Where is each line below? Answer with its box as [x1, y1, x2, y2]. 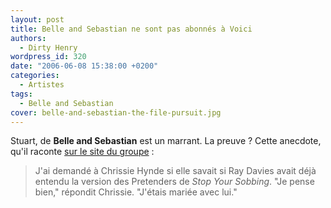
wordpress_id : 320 [10, 52, 87, 62]
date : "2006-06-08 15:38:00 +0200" [10, 61, 159, 71]
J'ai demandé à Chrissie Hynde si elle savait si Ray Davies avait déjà [34, 165, 317, 177]
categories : [10, 71, 60, 81]
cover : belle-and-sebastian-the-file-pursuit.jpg [10, 107, 222, 118]
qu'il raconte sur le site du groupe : [10, 146, 155, 158]
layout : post [10, 14, 65, 25]
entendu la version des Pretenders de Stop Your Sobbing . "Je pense [34, 176, 315, 188]
